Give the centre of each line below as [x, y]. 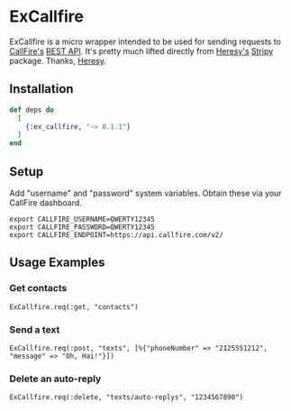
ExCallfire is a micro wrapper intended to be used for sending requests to [145, 41]
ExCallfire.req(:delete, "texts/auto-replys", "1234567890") [127, 397]
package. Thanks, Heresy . [58, 60]
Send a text [35, 329]
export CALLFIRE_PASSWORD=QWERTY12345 [82, 227]
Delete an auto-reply [55, 379]
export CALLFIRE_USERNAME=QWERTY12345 [82, 219]
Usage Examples [57, 263]
